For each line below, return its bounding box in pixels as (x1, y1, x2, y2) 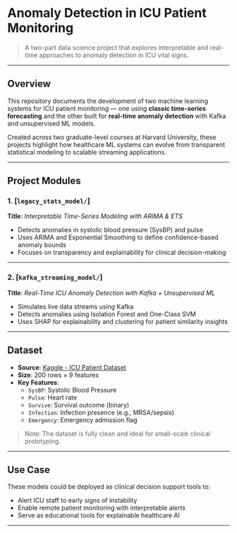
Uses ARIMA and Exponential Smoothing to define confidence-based (17, 233, 219, 241)
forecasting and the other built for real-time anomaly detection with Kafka (7, 112, 226, 120)
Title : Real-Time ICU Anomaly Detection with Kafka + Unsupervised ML (7, 288, 216, 297)
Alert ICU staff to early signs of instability (17, 496, 138, 505)
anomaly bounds (17, 241, 67, 249)
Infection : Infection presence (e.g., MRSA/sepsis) (28, 408, 174, 417)
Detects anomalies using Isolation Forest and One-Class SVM (17, 309, 196, 318)
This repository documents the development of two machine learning (7, 97, 209, 105)
